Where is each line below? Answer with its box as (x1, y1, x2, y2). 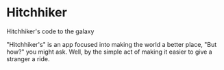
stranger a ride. (6, 54, 50, 63)
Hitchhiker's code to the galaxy (6, 27, 95, 35)
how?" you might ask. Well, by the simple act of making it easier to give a (6, 48, 213, 56)
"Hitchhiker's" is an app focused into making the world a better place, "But (6, 40, 217, 48)
